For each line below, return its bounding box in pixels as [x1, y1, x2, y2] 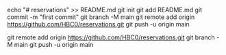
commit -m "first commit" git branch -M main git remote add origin [7, 13, 195, 21]
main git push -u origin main [14, 41, 94, 48]
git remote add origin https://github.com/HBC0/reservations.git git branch [7, 33, 216, 41]
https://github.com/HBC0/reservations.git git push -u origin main [7, 20, 190, 28]
